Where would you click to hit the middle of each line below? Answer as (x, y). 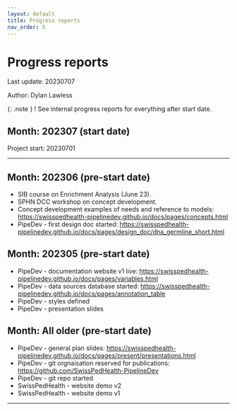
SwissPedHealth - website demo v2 (69, 386)
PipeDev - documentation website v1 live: (78, 271)
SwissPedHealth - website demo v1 (69, 393)
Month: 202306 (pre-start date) (79, 177)
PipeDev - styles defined (54, 301)
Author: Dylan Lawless (40, 95)
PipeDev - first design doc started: (68, 224)
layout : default (31, 14)
